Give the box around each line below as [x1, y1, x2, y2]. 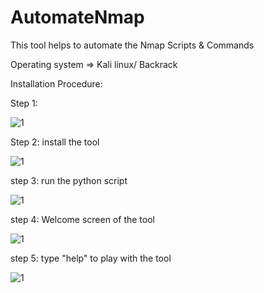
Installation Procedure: [10, 77, 103, 90]
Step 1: [10, 97, 38, 109]
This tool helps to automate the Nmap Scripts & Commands [10, 39, 255, 51]
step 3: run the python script [10, 174, 128, 186]
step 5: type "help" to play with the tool [10, 252, 172, 264]
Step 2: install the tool [10, 136, 100, 148]
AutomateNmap [10, 6, 145, 29]
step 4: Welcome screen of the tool [10, 213, 155, 225]
